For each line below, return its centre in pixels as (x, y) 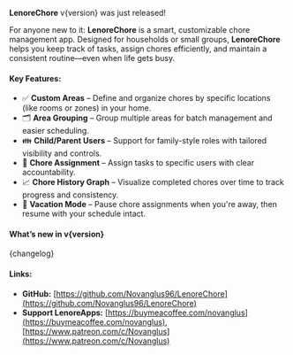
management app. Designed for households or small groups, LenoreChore (145, 39)
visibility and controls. (62, 153)
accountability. (49, 173)
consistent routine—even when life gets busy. (92, 58)
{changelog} (32, 254)
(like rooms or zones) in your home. (86, 108)
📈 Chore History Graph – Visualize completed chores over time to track (153, 182)
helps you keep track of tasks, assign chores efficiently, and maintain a (138, 49)
